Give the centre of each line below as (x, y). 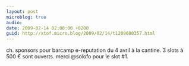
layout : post (22, 11)
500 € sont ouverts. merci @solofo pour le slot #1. (67, 57)
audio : (14, 22)
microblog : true (26, 17)
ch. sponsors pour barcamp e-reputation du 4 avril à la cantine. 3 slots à (95, 50)
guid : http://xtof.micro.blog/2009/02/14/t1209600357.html (81, 34)
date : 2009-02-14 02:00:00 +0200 (48, 28)
